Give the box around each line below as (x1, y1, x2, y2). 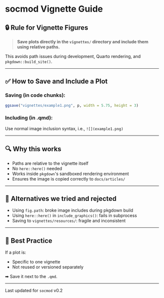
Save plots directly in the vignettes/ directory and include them (17, 39, 149, 44)
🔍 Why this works (5, 145, 61, 153)
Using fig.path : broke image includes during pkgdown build (12, 207, 133, 213)
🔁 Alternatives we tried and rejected (5, 195, 117, 203)
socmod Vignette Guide (5, 3, 103, 15)
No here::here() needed (12, 165, 62, 171)
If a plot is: (5, 250, 26, 256)
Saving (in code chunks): (5, 92, 66, 99)
